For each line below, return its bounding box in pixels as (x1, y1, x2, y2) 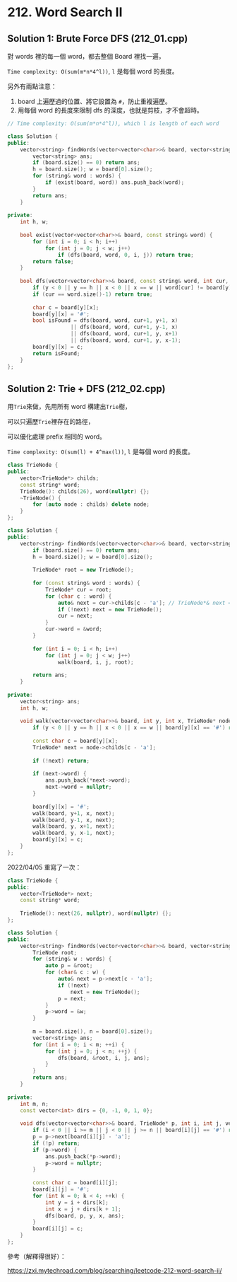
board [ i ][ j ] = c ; (32, 1225, 83, 1232)
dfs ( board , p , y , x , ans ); (44, 1212, 125, 1219)
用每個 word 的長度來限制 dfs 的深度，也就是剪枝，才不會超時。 (17, 106, 203, 114)
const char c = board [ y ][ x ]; (32, 737, 119, 745)
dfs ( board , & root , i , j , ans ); (57, 1054, 150, 1061)
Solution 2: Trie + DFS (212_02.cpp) (7, 383, 166, 395)
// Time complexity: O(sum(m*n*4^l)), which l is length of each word (7, 120, 219, 127)
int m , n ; (20, 1100, 49, 1107)
